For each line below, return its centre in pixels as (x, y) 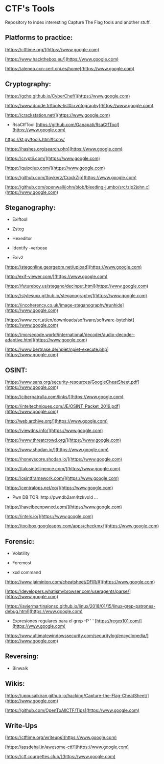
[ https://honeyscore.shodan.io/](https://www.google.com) (64, 459)
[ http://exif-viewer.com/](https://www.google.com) (56, 276)
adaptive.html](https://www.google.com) (46, 340)
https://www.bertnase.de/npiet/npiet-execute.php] (58, 349)
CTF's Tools (30, 9)
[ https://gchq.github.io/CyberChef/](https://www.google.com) (68, 96)
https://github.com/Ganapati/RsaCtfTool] (78, 124)
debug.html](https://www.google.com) (44, 611)
